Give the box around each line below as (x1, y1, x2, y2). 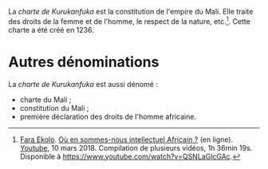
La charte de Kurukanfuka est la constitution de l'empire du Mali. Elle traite (8, 7, 254, 16)
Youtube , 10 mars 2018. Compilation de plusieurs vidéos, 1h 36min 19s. (19, 143, 253, 152)
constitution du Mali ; (19, 103, 89, 112)
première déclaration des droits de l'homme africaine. (19, 112, 197, 121)
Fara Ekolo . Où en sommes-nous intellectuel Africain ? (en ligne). (19, 135, 234, 144)
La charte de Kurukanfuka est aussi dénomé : (8, 79, 158, 88)
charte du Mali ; (19, 95, 72, 104)
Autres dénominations (8, 53, 160, 71)
